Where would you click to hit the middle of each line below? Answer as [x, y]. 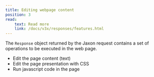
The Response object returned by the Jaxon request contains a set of [77, 43]
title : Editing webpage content [40, 10]
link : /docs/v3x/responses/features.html [59, 29]
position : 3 [18, 15]
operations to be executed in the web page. [51, 49]
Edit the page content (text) [41, 58]
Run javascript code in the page [46, 69]
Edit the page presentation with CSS [51, 64]
